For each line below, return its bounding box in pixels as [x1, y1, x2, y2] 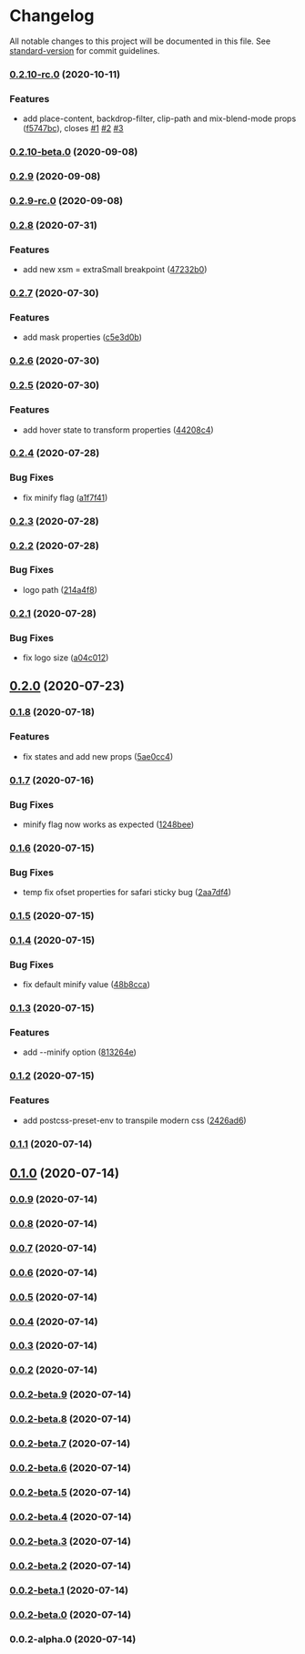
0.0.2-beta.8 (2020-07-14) [9, 1413, 132, 1425]
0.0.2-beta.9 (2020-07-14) [9, 1388, 132, 1401]
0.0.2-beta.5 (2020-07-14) [9, 1486, 132, 1498]
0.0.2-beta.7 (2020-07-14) [9, 1437, 131, 1450]
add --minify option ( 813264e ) [22, 1047, 137, 1057]
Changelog [9, 5, 95, 26]
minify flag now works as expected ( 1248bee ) [22, 819, 195, 830]
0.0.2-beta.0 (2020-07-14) [9, 1608, 132, 1621]
